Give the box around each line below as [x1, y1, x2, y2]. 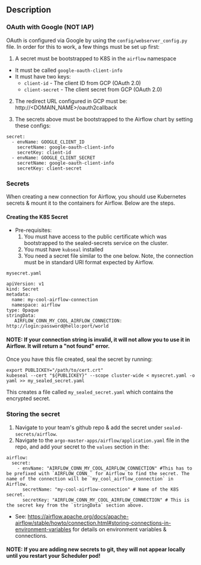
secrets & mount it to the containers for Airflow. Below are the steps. [6, 199, 176, 206]
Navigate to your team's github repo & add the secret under [14, 424, 163, 431]
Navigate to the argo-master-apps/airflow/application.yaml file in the [14, 436, 190, 444]
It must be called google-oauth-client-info [14, 66, 123, 74]
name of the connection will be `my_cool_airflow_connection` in [6, 476, 173, 482]
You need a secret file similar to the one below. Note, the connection [23, 252, 194, 260]
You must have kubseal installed [23, 246, 104, 253]
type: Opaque [6, 307, 39, 313]
